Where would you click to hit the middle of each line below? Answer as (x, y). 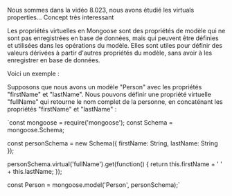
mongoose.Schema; (36, 130)
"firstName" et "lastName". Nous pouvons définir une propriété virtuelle (109, 94)
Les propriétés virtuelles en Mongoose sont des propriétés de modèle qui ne (116, 31)
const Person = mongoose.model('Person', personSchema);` (93, 185)
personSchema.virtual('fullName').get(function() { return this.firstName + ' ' (115, 164)
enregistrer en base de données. (54, 60)
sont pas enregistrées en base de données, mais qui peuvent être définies (113, 38)
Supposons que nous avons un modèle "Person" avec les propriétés (105, 87)
